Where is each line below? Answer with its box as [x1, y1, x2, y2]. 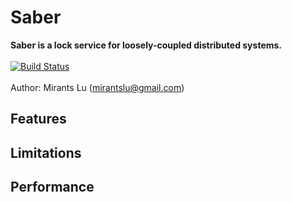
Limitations [10, 144, 82, 161]
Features [10, 111, 67, 128]
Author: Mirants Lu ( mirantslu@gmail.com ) [10, 81, 185, 93]
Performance [10, 179, 95, 196]
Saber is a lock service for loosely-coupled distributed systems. [10, 39, 283, 51]
